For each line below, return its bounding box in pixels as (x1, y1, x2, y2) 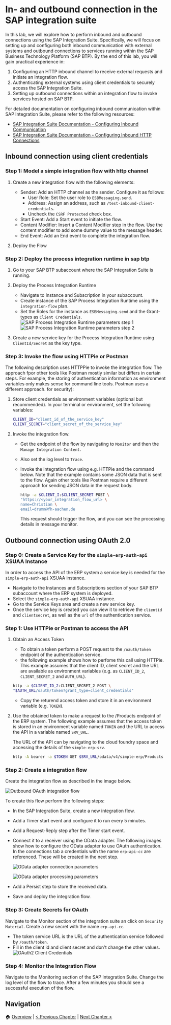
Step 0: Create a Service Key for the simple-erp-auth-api (5, 551, 148, 558)
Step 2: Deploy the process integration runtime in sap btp (5, 255, 150, 262)
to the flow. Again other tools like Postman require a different (20, 477, 148, 483)
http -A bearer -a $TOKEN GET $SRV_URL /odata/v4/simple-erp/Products (12, 754, 164, 759)
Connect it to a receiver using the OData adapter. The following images (12, 838, 162, 844)
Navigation (5, 999, 41, 1009)
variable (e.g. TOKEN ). (20, 703, 64, 709)
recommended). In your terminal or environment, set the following (12, 402, 151, 408)
